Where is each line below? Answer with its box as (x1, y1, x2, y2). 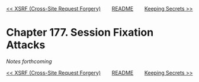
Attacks (6, 38, 46, 52)
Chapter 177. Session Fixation (6, 26, 154, 40)
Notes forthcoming (6, 58, 52, 65)
